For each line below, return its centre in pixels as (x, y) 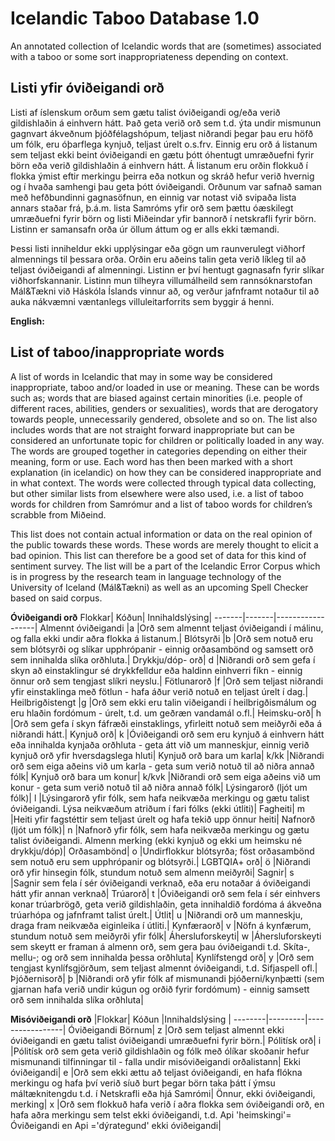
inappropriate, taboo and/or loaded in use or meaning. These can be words (165, 387)
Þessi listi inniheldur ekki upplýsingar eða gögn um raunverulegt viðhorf (158, 248)
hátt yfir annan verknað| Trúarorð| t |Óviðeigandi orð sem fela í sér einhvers (165, 893)
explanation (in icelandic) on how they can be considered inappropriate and (166, 472)
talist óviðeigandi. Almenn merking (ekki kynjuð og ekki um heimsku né (156, 840)
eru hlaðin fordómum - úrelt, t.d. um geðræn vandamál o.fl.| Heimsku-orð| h (166, 713)
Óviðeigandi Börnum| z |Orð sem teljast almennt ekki (176, 1029)
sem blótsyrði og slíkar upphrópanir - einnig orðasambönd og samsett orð (162, 649)
